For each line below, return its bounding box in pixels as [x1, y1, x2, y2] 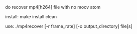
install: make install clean [5, 14, 57, 19]
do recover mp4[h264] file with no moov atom [5, 4, 101, 10]
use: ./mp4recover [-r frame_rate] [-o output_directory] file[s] [5, 23, 133, 29]
